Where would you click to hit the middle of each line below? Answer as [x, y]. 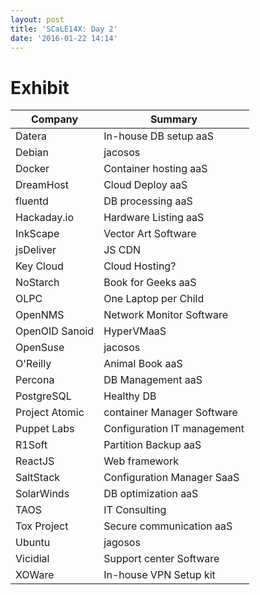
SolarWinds [42, 494]
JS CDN [122, 250]
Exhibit [40, 87]
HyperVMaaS [135, 331]
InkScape [37, 234]
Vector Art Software [150, 234]
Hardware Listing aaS [154, 218]
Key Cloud [39, 266]
